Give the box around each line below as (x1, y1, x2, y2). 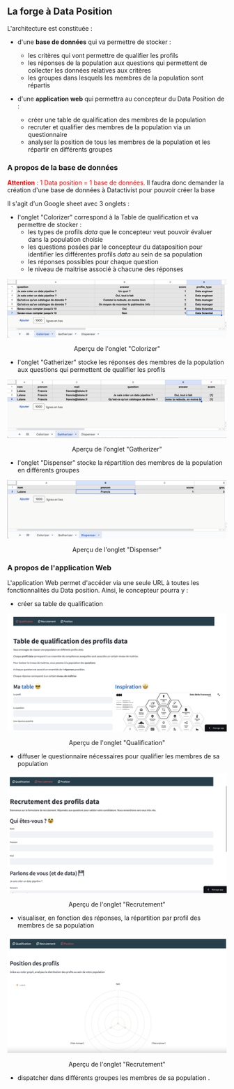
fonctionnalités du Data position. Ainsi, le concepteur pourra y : (7, 586, 189, 595)
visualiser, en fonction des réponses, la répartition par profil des (17, 914, 201, 922)
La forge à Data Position (7, 6, 113, 17)
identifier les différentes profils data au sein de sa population (27, 250, 203, 259)
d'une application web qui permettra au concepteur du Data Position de (17, 94, 225, 103)
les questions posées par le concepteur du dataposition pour (27, 243, 203, 251)
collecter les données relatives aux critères (27, 66, 151, 74)
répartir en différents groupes (27, 145, 113, 153)
